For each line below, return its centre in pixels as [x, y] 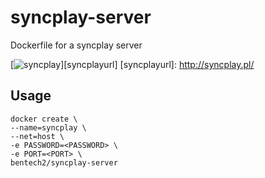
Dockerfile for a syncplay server [76, 45]
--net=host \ [37, 136]
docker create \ [44, 119]
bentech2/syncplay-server [64, 162]
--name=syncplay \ [48, 127]
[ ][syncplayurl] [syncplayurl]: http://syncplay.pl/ [132, 64]
